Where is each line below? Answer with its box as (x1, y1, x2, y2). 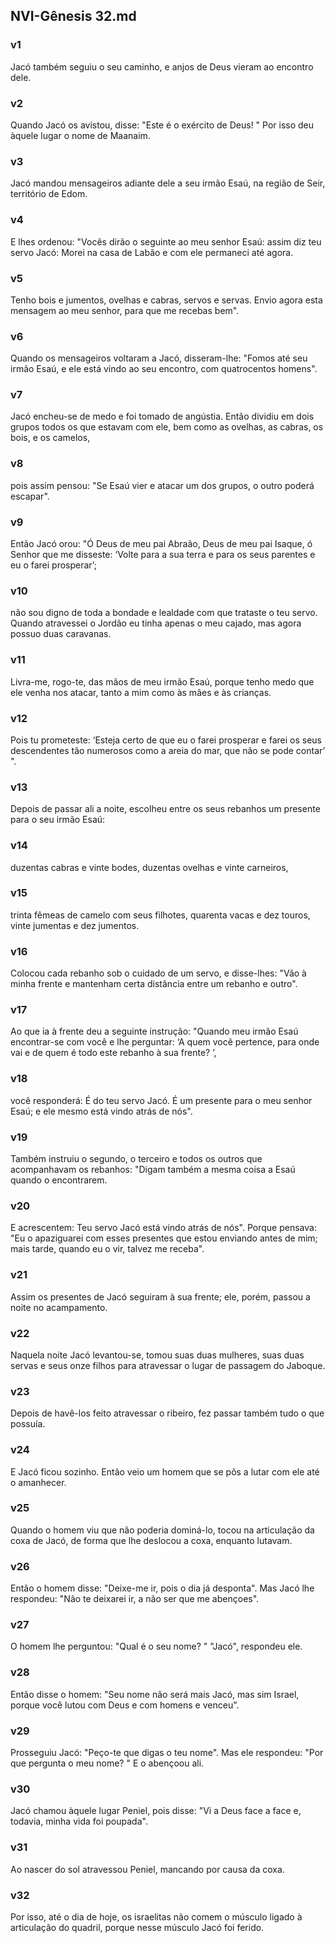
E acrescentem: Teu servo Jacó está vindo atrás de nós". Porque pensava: (10, 1222, 317, 1234)
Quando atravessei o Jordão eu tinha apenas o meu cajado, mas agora (10, 617, 302, 629)
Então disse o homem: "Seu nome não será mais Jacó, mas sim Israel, (10, 1688, 300, 1700)
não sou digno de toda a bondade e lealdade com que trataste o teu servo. (10, 607, 318, 619)
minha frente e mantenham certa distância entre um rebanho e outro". (10, 978, 298, 990)
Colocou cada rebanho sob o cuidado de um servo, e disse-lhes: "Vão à (10, 967, 307, 979)
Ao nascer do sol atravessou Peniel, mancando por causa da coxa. (10, 1863, 285, 1875)
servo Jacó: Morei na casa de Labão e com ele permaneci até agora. (10, 246, 294, 258)
